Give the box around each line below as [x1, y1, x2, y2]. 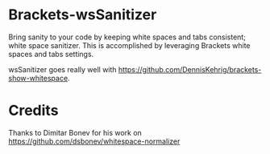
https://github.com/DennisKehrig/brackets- [118, 64, 262, 74]
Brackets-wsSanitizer [8, 6, 157, 24]
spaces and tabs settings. [8, 49, 94, 59]
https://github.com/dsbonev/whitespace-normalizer [8, 136, 181, 146]
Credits [8, 102, 59, 120]
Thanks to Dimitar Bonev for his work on [8, 128, 143, 137]
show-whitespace [8, 73, 69, 83]
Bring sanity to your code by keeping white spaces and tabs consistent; [8, 32, 246, 42]
